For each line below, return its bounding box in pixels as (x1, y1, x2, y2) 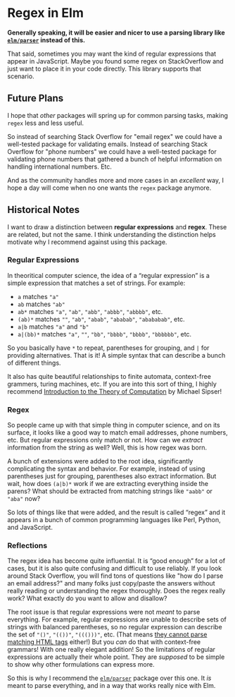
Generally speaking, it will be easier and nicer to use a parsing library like (7, 28, 225, 37)
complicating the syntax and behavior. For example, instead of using (7, 464, 205, 473)
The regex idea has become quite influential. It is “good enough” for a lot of (7, 557, 226, 565)
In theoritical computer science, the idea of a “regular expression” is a (7, 271, 210, 279)
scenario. (7, 72, 34, 80)
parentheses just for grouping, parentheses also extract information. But (7, 472, 217, 480)
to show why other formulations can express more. (7, 660, 155, 669)
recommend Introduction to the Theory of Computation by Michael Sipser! (7, 387, 222, 396)
